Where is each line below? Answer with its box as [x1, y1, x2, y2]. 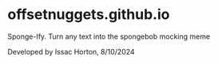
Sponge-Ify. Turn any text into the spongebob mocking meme [7, 32, 211, 41]
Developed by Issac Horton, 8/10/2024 [7, 47, 135, 56]
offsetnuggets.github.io [7, 6, 170, 24]
